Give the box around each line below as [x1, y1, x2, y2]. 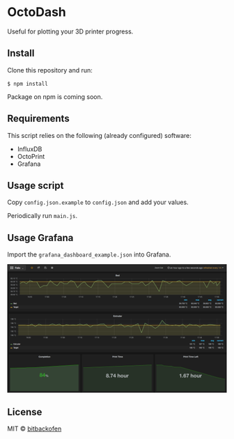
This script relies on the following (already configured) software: [7, 131, 192, 139]
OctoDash [7, 4, 66, 20]
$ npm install [7, 80, 49, 87]
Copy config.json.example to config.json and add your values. [7, 198, 189, 206]
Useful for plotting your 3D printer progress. [7, 27, 134, 36]
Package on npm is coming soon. [7, 92, 103, 101]
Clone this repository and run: [7, 66, 93, 74]
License [7, 406, 42, 418]
